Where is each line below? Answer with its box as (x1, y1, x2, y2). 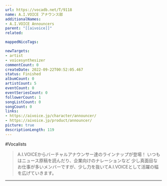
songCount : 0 (5, 104, 32, 109)
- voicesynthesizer (5, 58, 46, 63)
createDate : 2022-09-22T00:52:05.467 (5, 67, 83, 72)
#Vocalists (5, 141, 27, 147)
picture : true (5, 123, 35, 128)
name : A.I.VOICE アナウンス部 (5, 12, 63, 17)
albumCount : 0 (5, 76, 35, 81)
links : (5, 109, 19, 114)
